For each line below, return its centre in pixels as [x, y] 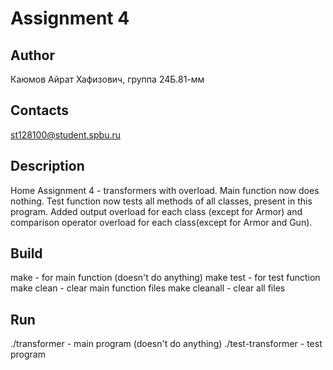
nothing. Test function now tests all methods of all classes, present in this [161, 201]
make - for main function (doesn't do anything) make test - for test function [165, 278]
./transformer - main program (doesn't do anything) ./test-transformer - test [166, 344]
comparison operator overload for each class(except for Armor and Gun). [161, 222]
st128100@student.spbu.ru [66, 134]
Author [32, 55]
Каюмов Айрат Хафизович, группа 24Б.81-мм [107, 79]
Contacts [40, 110]
